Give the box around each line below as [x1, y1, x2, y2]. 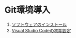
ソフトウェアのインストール [11, 21, 67, 27]
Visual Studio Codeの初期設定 [11, 27, 71, 33]
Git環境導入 [4, 4, 50, 16]
